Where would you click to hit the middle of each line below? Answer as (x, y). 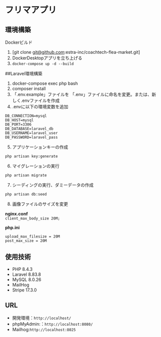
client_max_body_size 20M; (33, 218)
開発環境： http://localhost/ (42, 318)
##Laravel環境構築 (24, 73)
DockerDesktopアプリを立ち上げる (47, 58)
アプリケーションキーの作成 (40, 147)
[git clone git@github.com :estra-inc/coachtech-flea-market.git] (76, 52)
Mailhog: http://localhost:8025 (44, 329)
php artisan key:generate (31, 156)
